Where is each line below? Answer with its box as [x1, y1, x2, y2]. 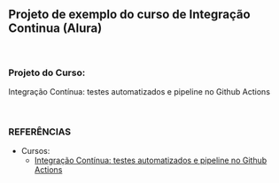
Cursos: [20, 146, 50, 156]
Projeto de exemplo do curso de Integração [8, 7, 251, 22]
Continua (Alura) [8, 21, 103, 36]
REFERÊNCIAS [8, 126, 72, 138]
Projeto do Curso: [8, 66, 86, 79]
